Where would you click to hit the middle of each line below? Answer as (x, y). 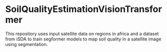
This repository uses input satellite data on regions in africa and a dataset (82, 33)
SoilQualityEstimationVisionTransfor (84, 9)
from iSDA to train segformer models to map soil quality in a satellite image (83, 39)
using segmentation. (27, 44)
